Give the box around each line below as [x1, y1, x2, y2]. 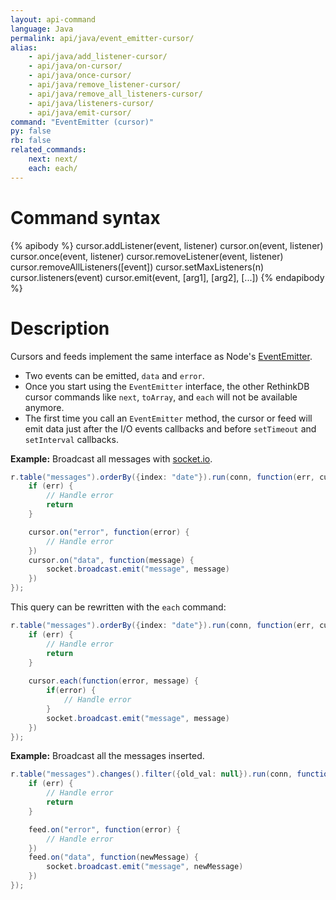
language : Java [10, 24, 74, 34]
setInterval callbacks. [24, 433, 119, 445]
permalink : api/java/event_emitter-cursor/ [10, 33, 195, 43]
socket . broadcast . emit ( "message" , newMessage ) [46, 862, 244, 872]
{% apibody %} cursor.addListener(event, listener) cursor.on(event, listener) [10, 239, 324, 251]
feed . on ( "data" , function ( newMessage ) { [28, 852, 199, 863]
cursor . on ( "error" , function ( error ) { [28, 527, 190, 537]
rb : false [10, 136, 52, 146]
